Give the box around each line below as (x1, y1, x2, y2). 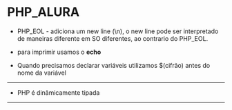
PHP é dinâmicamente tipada (17, 88, 100, 97)
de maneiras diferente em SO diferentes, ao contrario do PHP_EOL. (17, 34, 209, 42)
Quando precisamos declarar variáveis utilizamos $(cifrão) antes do (17, 61, 211, 69)
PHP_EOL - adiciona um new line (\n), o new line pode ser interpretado (17, 27, 219, 35)
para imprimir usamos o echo (17, 48, 101, 56)
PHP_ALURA (7, 4, 80, 20)
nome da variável (17, 68, 67, 77)
